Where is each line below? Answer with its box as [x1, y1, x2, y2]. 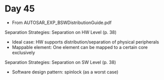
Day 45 [4, 3, 35, 14]
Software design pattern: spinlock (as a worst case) [11, 68, 118, 75]
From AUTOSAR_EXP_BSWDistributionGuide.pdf [11, 19, 112, 25]
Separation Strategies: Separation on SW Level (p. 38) [4, 59, 116, 65]
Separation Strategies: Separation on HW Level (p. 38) [4, 29, 117, 35]
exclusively [11, 49, 35, 55]
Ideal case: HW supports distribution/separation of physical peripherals [11, 38, 159, 45]
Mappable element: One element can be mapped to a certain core [11, 44, 148, 50]
